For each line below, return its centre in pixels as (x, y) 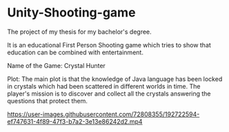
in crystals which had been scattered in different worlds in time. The (104, 86)
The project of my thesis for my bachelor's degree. (79, 32)
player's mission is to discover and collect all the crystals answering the (109, 93)
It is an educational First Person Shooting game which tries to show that (109, 45)
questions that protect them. (48, 100)
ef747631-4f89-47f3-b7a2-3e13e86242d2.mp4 (75, 121)
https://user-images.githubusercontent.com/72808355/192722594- (103, 114)
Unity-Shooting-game (71, 13)
